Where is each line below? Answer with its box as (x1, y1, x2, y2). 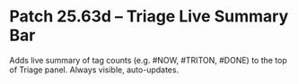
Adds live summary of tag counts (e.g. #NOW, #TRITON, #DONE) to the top (9, 55, 287, 65)
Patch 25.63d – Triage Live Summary (9, 6, 289, 27)
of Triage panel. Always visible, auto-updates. (9, 64, 180, 75)
